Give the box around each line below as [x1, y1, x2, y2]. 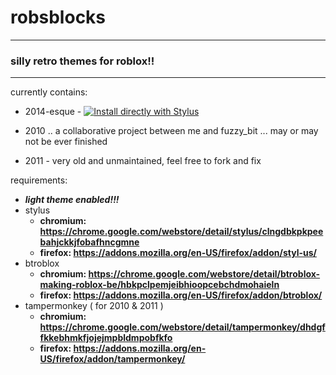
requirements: [10, 174, 68, 186]
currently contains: [10, 86, 88, 98]
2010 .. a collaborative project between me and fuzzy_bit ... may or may [24, 125, 319, 137]
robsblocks [10, 6, 107, 29]
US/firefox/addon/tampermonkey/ [39, 353, 186, 365]
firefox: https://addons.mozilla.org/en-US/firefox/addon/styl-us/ [39, 247, 317, 259]
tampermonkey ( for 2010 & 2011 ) [24, 300, 164, 312]
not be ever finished [24, 136, 108, 148]
